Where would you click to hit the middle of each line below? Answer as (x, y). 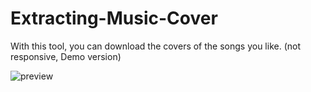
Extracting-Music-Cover (114, 18)
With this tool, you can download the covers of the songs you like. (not (156, 46)
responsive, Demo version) (66, 56)
